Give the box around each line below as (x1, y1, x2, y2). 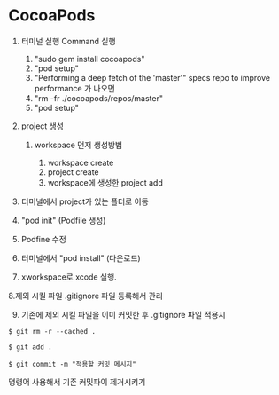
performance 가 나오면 (34, 83, 116, 93)
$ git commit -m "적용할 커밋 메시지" (8, 359, 136, 368)
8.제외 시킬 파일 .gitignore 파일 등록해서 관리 (8, 290, 163, 301)
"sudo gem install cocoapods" (34, 53, 145, 64)
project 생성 (20, 121, 64, 131)
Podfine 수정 (20, 233, 67, 244)
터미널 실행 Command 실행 (20, 36, 116, 46)
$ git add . (8, 343, 52, 352)
